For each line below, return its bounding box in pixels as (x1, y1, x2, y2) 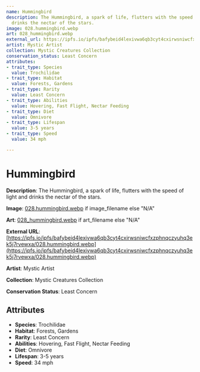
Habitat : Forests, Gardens (14, 327, 79, 334)
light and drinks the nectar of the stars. (6, 193, 102, 200)
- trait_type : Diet (6, 108, 55, 114)
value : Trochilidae (11, 70, 60, 76)
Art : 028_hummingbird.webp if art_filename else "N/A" (6, 216, 140, 224)
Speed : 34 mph (14, 359, 54, 366)
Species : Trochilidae (14, 321, 66, 328)
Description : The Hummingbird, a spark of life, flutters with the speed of (6, 187, 185, 194)
